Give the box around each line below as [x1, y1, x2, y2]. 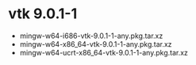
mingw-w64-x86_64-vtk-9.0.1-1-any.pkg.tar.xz [19, 39, 172, 48]
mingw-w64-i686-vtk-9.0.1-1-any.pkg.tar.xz [19, 31, 163, 40]
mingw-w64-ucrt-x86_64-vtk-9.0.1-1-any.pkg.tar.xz [19, 48, 189, 57]
